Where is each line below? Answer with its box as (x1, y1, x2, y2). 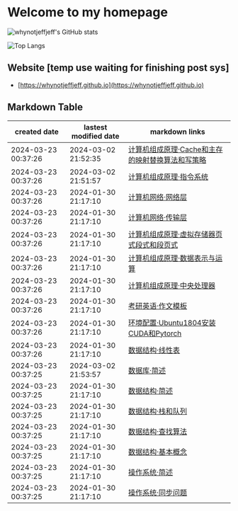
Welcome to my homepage (7, 4, 169, 21)
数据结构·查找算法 (127, 426, 188, 436)
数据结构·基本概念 (127, 447, 188, 457)
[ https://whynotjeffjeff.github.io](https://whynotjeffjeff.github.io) (17, 81, 204, 89)
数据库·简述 (127, 365, 166, 375)
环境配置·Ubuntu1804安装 (127, 318, 216, 328)
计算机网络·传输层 (127, 212, 188, 222)
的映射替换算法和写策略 (127, 155, 207, 165)
